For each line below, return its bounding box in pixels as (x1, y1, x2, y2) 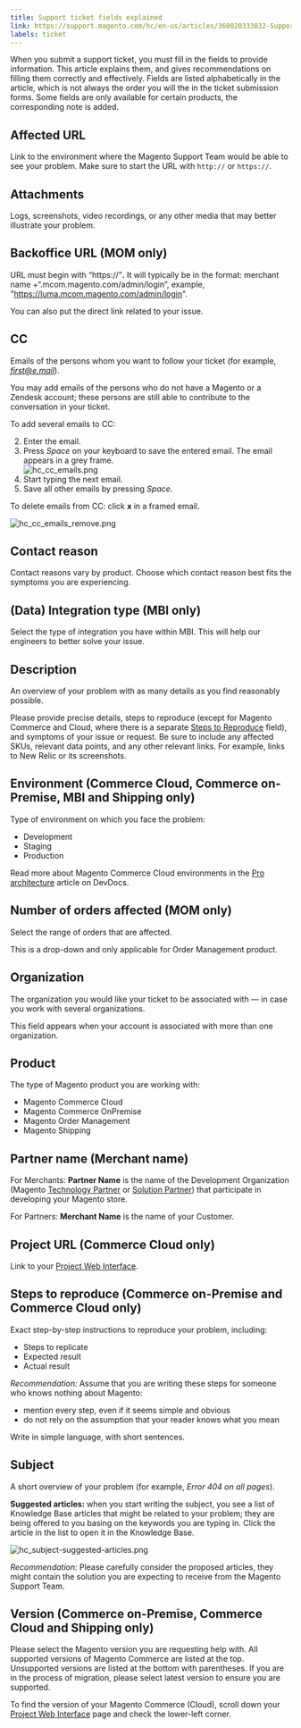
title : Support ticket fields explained (10, 13, 163, 22)
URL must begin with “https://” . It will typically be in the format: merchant (10, 269, 280, 280)
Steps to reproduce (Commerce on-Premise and (10, 1287, 283, 1302)
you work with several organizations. (10, 1002, 146, 1014)
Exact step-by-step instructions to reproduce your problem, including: (10, 1324, 268, 1335)
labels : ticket (10, 29, 67, 38)
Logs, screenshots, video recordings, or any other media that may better (10, 211, 277, 221)
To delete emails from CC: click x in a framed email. (10, 500, 200, 511)
